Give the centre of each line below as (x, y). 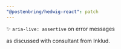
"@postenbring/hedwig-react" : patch (52, 12)
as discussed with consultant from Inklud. (58, 41)
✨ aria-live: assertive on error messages (60, 29)
